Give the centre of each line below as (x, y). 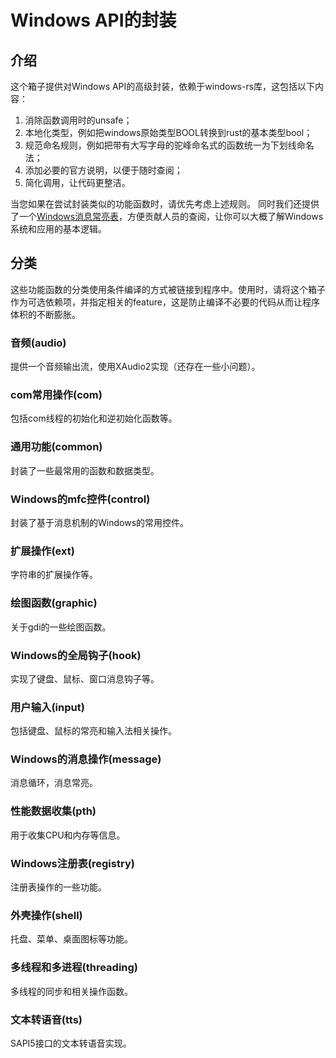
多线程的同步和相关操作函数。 (71, 991)
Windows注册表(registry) (72, 863)
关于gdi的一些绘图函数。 (61, 627)
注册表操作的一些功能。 (58, 887)
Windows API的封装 (93, 20)
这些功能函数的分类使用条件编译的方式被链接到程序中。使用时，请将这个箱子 (168, 289)
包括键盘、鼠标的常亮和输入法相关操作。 (93, 731)
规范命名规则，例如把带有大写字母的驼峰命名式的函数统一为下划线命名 (169, 145)
